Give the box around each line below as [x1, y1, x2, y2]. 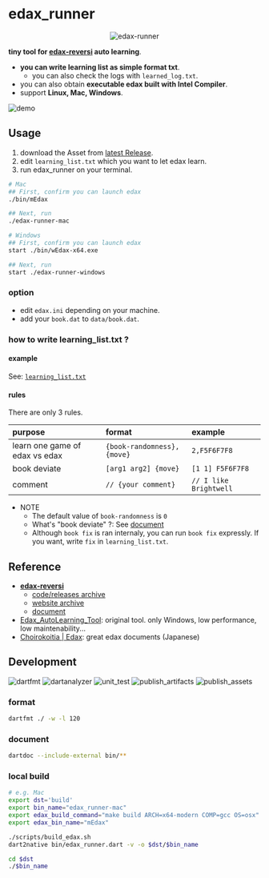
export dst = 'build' [8, 796, 74, 804]
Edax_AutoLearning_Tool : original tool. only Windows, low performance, [19, 615, 257, 624]
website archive [31, 598, 85, 607]
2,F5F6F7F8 [191, 446, 234, 455]
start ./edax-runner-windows [8, 268, 106, 276]
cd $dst [8, 855, 34, 863]
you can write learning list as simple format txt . [19, 62, 180, 72]
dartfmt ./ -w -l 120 [8, 715, 81, 723]
